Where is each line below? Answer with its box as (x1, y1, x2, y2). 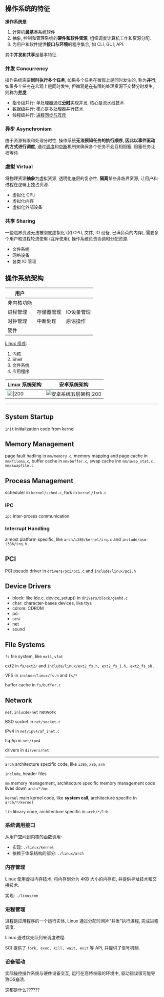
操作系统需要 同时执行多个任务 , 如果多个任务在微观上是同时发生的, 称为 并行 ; (5, 77, 157, 83)
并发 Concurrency (5, 65, 48, 72)
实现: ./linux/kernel (12, 844, 55, 850)
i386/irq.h (5, 541, 27, 546)
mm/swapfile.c (5, 463, 34, 468)
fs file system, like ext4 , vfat (5, 654, 63, 659)
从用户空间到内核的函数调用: (5, 834, 62, 840)
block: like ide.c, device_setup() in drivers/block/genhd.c (12, 595, 128, 601)
